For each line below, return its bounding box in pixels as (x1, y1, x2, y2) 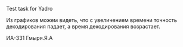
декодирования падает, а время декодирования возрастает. (6, 23, 161, 30)
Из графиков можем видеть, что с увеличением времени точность (6, 17, 178, 23)
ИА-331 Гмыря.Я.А (6, 35, 53, 41)
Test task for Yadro (6, 5, 53, 12)
